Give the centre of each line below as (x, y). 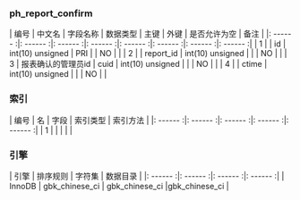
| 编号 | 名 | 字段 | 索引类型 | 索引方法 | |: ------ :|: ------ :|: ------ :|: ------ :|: (149, 120)
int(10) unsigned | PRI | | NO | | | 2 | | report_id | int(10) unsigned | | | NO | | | (149, 54)
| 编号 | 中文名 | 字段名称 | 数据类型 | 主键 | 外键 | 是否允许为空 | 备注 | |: (140, 34)
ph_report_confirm (51, 13)
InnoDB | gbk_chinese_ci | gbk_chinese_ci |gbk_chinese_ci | (120, 186)
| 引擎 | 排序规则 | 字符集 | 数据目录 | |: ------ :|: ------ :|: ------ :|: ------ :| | (147, 176)
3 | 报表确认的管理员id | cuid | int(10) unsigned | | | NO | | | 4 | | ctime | (138, 64)
